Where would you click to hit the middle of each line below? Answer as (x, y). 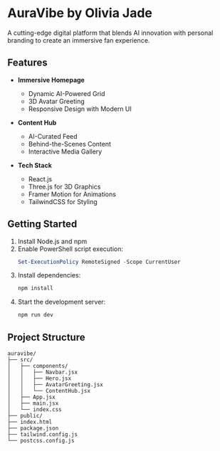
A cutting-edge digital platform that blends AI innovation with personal (110, 33)
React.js (40, 179)
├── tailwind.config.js (43, 435)
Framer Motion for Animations (72, 194)
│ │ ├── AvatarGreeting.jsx (55, 385)
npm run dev (35, 315)
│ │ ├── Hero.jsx (40, 378)
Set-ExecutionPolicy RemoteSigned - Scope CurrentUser (99, 262)
